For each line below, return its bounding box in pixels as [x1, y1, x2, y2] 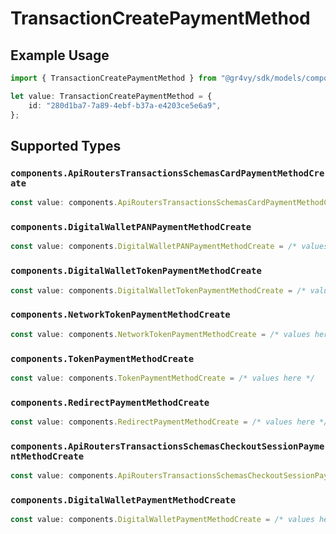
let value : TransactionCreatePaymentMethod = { [10, 91, 213, 101]
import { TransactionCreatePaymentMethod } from [10, 73, 217, 83]
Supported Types [10, 137, 122, 154]
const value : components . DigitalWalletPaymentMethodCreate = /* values [10, 515, 315, 525]
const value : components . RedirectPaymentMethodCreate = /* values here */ [10, 417, 329, 427]
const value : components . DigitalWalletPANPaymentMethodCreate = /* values [10, 242, 329, 252]
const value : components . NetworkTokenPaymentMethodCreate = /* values [10, 329, 311, 339]
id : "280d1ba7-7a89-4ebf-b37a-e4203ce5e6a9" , [28, 100, 222, 111]
